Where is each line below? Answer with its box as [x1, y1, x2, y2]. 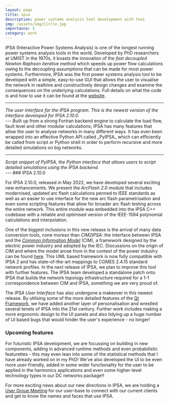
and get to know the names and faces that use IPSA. [5, 393, 114, 399]
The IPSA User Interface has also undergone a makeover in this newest [5, 290, 153, 296]
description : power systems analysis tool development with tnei [5, 17, 145, 22]
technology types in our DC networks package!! [5, 373, 105, 379]
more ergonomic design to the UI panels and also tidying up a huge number [5, 311, 162, 317]
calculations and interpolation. [5, 217, 68, 223]
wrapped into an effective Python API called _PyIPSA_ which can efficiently [5, 134, 161, 140]
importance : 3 [5, 26, 35, 31]
